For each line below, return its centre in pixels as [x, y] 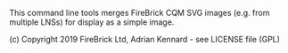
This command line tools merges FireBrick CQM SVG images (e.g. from [140, 13]
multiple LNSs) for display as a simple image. [92, 22]
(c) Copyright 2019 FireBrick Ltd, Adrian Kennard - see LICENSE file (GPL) [145, 39]
